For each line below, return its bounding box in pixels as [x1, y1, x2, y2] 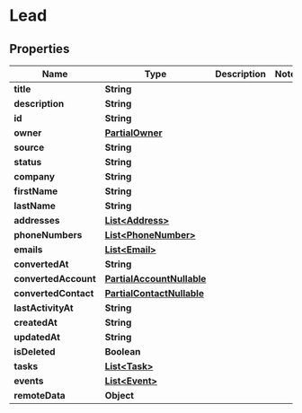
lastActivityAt [13, 302, 74, 314]
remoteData [13, 390, 66, 401]
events [13, 374, 44, 387]
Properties [9, 41, 70, 57]
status [13, 156, 42, 168]
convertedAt [13, 258, 69, 270]
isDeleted [13, 346, 56, 357]
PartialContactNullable [104, 287, 205, 299]
